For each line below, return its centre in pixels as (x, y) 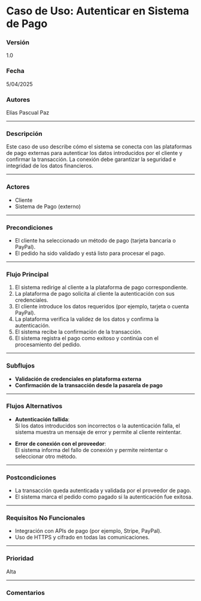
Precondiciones (30, 227)
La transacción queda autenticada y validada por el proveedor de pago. (103, 491)
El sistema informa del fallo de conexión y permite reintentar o (91, 450)
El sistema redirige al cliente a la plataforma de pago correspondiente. (101, 287)
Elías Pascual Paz (28, 113)
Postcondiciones (31, 477)
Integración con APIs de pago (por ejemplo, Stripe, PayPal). (88, 531)
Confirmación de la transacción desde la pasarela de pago (89, 385)
